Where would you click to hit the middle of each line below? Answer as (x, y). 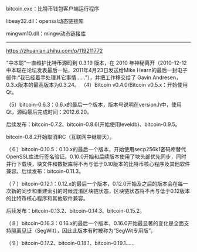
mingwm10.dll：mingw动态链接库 (46, 33)
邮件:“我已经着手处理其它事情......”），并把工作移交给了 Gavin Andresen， (94, 77)
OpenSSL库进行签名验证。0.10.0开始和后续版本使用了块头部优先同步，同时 (96, 156)
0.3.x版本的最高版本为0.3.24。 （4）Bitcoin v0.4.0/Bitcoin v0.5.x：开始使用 (97, 85)
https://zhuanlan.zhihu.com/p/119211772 (55, 51)
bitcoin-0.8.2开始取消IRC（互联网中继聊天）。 (61, 137)
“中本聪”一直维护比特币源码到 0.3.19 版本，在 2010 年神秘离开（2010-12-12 (96, 63)
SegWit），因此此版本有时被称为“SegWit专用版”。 (96, 231)
